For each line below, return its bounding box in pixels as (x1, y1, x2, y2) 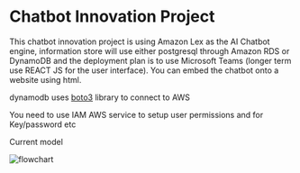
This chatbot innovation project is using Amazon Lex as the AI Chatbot (9, 36, 270, 47)
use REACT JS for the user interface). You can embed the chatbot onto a (9, 65, 279, 76)
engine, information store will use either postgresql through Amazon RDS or (9, 45, 290, 56)
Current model (9, 136, 63, 147)
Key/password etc (9, 119, 77, 130)
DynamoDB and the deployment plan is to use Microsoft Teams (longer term (9, 55, 292, 66)
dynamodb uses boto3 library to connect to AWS (9, 92, 191, 103)
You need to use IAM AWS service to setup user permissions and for (9, 109, 264, 120)
